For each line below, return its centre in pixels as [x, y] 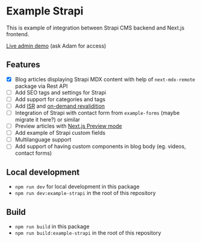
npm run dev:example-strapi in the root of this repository [85, 193]
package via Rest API [41, 86]
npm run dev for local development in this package [77, 187]
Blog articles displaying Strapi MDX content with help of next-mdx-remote [105, 79]
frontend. [18, 34]
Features [23, 65]
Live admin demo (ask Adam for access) [56, 46]
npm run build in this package [52, 226]
